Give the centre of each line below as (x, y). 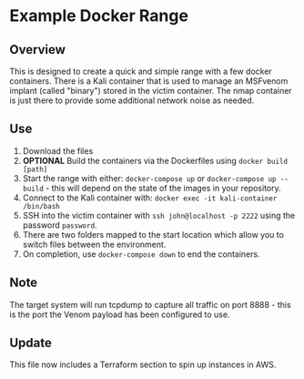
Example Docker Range (99, 16)
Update (31, 343)
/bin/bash (41, 206)
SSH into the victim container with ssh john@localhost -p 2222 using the (159, 215)
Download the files (58, 150)
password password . (60, 225)
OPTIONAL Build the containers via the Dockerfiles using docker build (155, 160)
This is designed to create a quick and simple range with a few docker (141, 71)
